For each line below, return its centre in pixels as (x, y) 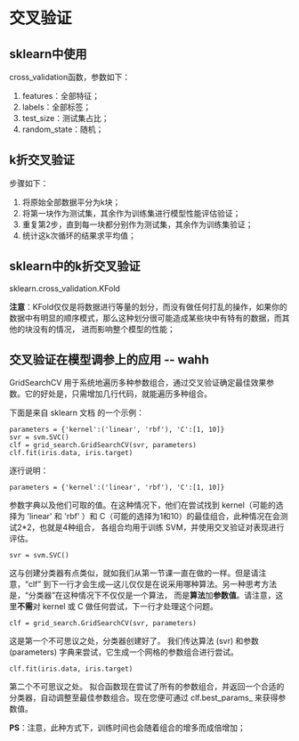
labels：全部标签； (57, 107)
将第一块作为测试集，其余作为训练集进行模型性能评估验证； (131, 213)
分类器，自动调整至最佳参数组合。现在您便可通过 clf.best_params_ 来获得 (144, 698)
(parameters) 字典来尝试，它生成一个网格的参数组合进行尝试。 (124, 652)
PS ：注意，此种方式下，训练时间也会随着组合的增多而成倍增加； (128, 728)
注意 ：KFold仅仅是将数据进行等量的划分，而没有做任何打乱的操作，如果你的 (148, 306)
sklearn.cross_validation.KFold (65, 288)
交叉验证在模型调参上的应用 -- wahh (109, 360)
